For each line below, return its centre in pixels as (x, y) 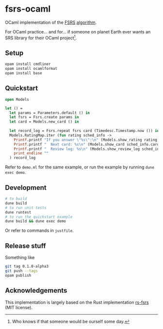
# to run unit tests (26, 208)
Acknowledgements (36, 290)
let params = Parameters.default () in (50, 113)
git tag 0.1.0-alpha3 (27, 266)
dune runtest (18, 212)
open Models (17, 99)
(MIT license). (19, 307)
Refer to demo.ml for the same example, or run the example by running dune (80, 167)
